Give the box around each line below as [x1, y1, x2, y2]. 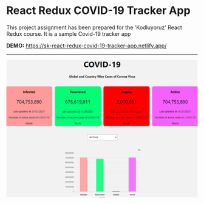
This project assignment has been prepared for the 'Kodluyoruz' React [6, 24, 182, 31]
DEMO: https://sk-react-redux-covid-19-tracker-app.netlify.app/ [6, 42, 167, 49]
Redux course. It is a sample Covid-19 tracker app [6, 30, 131, 37]
